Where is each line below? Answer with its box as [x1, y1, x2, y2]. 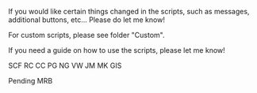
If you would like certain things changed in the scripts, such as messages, [8, 7, 250, 16]
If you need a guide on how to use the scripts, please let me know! [8, 46, 226, 54]
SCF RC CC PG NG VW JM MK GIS [8, 61, 122, 70]
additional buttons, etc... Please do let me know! [8, 15, 165, 24]
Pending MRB [8, 76, 53, 85]
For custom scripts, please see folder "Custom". [8, 31, 165, 39]
